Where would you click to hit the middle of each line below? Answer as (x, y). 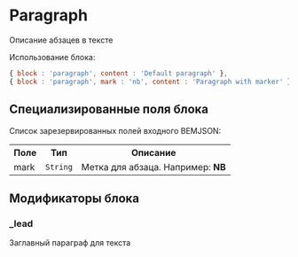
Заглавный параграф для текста (70, 243)
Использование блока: (52, 57)
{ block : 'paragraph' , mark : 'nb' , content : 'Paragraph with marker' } (150, 82)
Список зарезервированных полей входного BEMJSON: (115, 130)
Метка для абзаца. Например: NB (153, 167)
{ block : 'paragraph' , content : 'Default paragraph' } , (118, 73)
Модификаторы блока (74, 198)
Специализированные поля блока (109, 109)
